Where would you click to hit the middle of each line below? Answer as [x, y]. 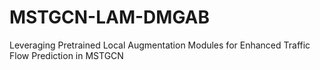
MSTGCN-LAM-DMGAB [109, 17]
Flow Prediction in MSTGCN [66, 55]
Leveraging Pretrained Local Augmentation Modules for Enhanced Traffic [160, 45]
